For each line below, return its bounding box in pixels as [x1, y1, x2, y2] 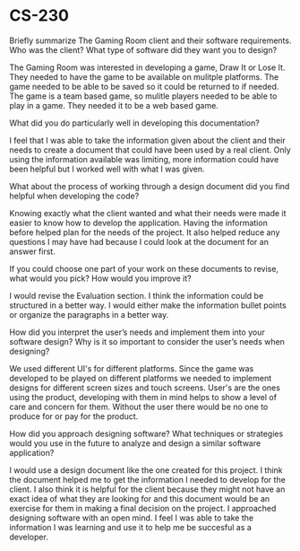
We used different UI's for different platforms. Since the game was [9, 363, 254, 373]
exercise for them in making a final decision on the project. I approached [9, 503, 277, 513]
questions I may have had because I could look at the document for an [9, 236, 269, 247]
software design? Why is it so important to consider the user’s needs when [9, 336, 285, 346]
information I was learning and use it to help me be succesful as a [9, 521, 253, 532]
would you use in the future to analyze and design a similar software [9, 437, 261, 449]
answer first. [9, 246, 56, 257]
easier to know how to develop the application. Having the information [9, 217, 269, 228]
